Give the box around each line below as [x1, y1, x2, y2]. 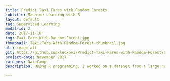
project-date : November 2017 [5, 54, 67, 60]
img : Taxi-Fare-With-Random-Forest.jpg [5, 36, 90, 41]
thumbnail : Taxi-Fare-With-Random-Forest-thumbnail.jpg [5, 40, 125, 46]
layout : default [5, 17, 39, 22]
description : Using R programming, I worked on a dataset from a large [5, 64, 159, 69]
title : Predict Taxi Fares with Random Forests [5, 7, 108, 13]
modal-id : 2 [5, 26, 30, 31]
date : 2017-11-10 [5, 31, 42, 36]
